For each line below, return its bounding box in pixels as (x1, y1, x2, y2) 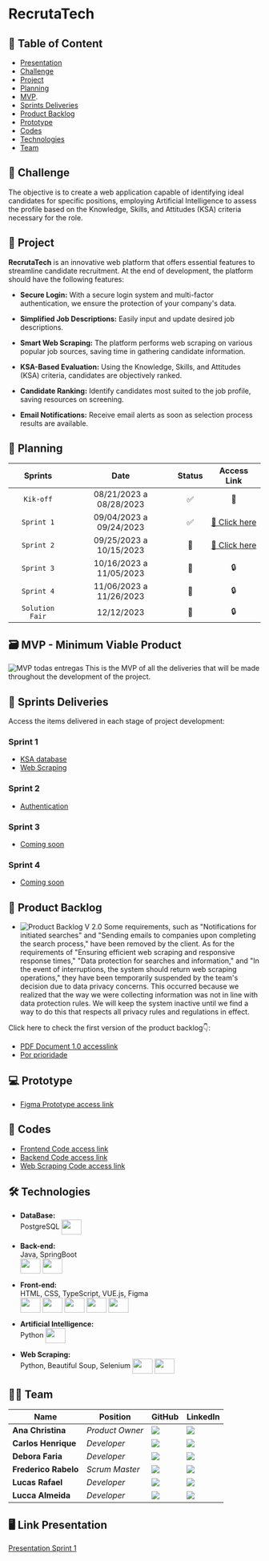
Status (177, 470, 203, 481)
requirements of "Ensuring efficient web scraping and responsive (19, 948, 235, 957)
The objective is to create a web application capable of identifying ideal (8, 187, 244, 197)
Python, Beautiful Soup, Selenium (19, 1360, 130, 1370)
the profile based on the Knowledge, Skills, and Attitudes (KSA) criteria (8, 204, 242, 214)
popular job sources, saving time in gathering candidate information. (19, 346, 246, 356)
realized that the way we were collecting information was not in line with (19, 990, 259, 1000)
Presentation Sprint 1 (8, 1543, 77, 1553)
